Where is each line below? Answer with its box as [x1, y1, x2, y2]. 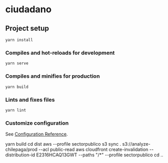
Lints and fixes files [5, 96, 55, 103]
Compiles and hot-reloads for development [5, 49, 115, 56]
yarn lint [5, 107, 27, 113]
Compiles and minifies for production [5, 73, 100, 80]
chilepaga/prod [5, 147, 37, 153]
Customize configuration [5, 119, 69, 126]
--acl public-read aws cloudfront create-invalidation [38, 147, 149, 153]
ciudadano [5, 4, 52, 15]
